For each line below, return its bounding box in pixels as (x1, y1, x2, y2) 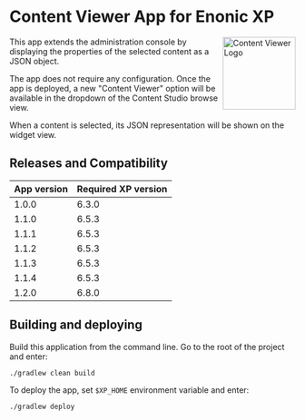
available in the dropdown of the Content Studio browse (9, 93, 219, 103)
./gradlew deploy (9, 402, 75, 411)
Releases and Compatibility (9, 156, 168, 171)
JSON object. (9, 55, 60, 66)
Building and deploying (9, 317, 143, 333)
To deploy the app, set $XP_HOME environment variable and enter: (9, 384, 250, 396)
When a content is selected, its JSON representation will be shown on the (9, 120, 284, 131)
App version (14, 182, 68, 195)
